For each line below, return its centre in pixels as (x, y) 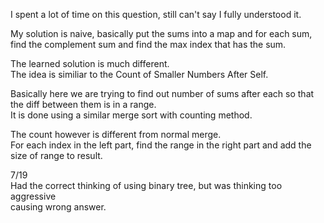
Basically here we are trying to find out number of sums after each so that (162, 93)
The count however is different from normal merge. (116, 134)
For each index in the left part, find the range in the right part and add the (161, 145)
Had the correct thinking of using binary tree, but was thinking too (146, 185)
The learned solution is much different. (90, 63)
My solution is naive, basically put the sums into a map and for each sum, (161, 33)
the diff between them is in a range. (83, 104)
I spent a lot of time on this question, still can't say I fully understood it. (156, 14)
